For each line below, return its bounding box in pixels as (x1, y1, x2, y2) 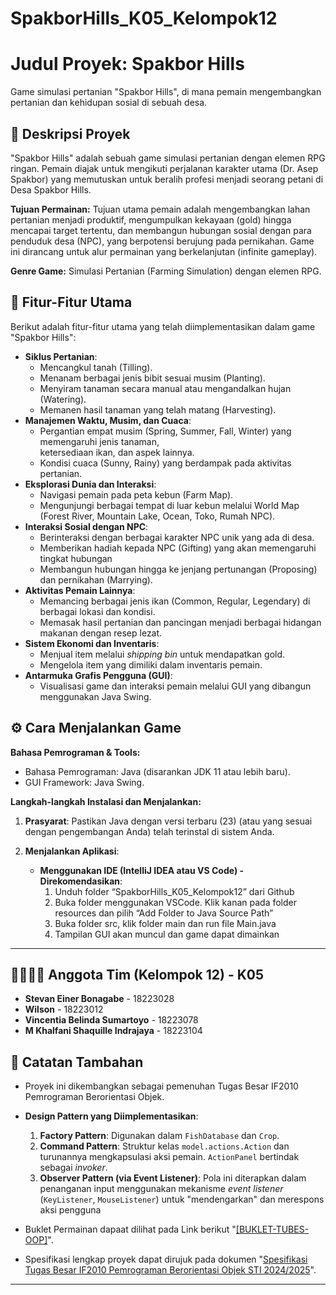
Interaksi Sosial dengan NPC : (24, 520, 149, 532)
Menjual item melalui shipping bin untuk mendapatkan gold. (39, 648, 286, 660)
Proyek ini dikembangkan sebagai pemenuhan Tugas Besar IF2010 (24, 1080, 299, 1092)
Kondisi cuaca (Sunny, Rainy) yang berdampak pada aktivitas (39, 457, 292, 469)
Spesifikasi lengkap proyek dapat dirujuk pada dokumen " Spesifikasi (24, 1253, 308, 1266)
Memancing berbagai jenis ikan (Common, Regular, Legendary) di (39, 595, 311, 607)
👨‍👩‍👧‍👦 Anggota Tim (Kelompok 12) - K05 (10, 966, 265, 983)
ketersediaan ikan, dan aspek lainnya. (39, 446, 195, 458)
